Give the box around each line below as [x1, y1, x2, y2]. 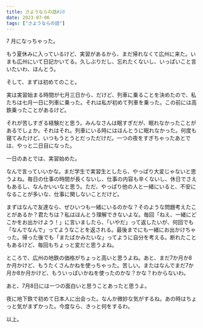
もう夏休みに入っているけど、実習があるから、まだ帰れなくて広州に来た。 [6, 50, 191, 58]
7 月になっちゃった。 [6, 38, 59, 45]
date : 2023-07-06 [6, 15, 50, 21]
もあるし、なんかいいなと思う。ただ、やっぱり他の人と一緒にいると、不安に [6, 183, 196, 190]
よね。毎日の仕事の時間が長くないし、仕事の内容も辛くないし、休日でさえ [11, 175, 197, 182]
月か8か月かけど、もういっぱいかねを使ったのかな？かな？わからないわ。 [6, 269, 189, 276]
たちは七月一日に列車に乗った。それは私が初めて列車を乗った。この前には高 [6, 99, 197, 106]
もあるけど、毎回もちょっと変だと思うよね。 [6, 241, 118, 249]
